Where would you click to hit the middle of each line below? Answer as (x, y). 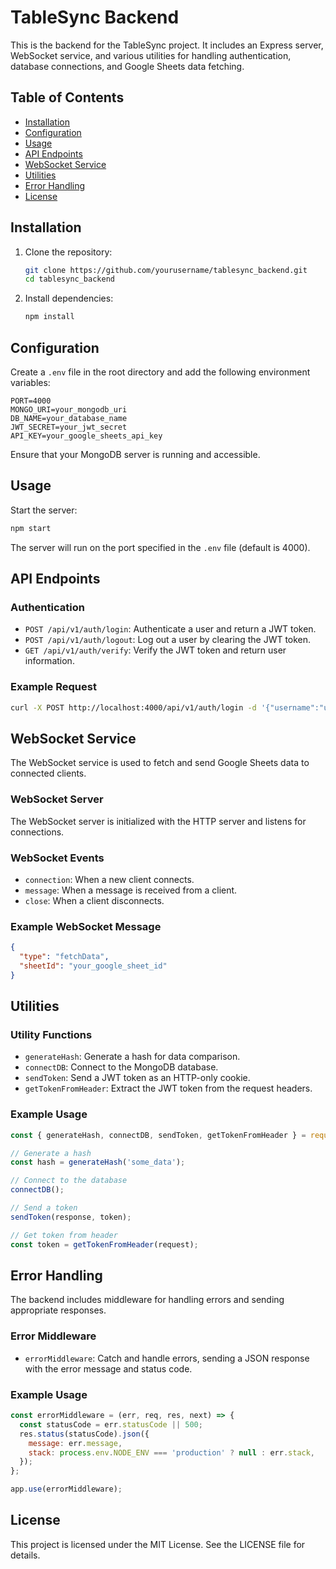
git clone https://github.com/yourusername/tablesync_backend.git (166, 270)
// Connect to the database (69, 1181)
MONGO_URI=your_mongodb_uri (69, 410)
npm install (49, 317)
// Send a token (44, 1208)
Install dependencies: (69, 298)
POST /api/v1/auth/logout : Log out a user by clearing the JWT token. (168, 640)
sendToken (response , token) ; (71, 1217)
